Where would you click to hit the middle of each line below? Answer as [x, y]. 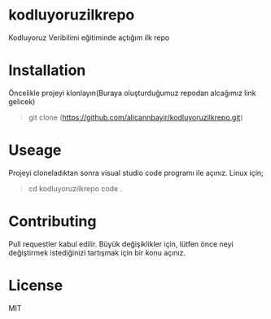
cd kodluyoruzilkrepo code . [75, 188]
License [36, 285]
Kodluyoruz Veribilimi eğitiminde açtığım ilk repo [89, 37]
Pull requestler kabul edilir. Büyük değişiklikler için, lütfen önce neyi [121, 244]
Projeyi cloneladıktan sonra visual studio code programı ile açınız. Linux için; [136, 173]
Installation [47, 70]
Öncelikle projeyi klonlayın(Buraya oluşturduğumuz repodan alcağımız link [132, 93]
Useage [35, 150]
